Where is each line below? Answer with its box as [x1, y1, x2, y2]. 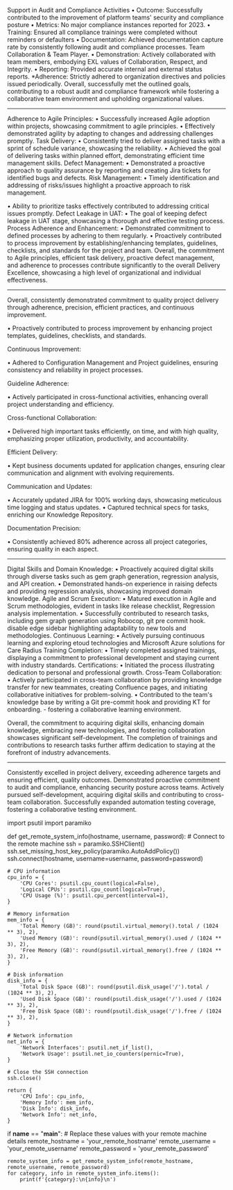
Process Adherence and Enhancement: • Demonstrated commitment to [7, 224, 211, 232]
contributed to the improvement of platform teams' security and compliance [7, 13, 224, 22]
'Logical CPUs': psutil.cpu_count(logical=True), [19, 886, 166, 893]
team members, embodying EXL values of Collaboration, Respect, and [7, 58, 208, 65]
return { [7, 1087, 33, 1094]
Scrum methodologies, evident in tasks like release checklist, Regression [7, 602, 215, 610]
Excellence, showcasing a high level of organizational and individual [7, 268, 201, 277]
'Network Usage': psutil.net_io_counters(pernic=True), [19, 1050, 185, 1057]
